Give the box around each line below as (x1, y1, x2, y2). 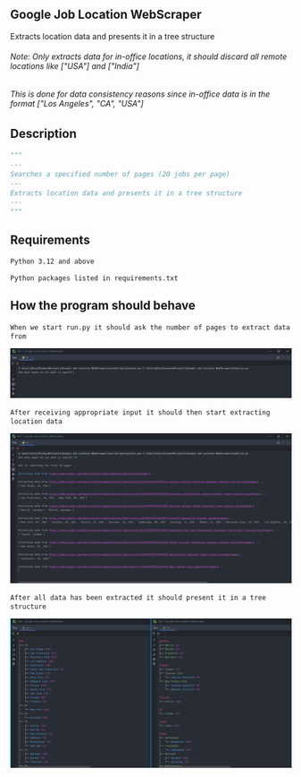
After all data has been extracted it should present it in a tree (10, 593, 267, 602)
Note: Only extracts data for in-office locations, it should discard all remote (10, 51, 288, 62)
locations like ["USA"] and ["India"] (10, 61, 139, 72)
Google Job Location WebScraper (10, 7, 202, 22)
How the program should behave (10, 298, 196, 313)
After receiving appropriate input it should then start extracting (10, 407, 271, 417)
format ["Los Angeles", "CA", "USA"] (10, 98, 144, 109)
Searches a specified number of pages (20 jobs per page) (10, 169, 230, 178)
